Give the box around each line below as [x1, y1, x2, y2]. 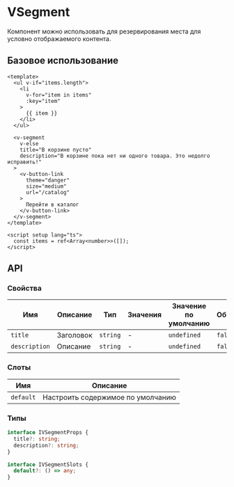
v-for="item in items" [25, 91, 92, 98]
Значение [171, 301, 207, 311]
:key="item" [25, 97, 61, 104]
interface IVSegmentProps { [7, 429, 89, 436]
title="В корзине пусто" [19, 146, 92, 153]
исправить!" [7, 158, 42, 166]
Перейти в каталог [25, 201, 79, 208]
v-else [19, 140, 39, 147]
